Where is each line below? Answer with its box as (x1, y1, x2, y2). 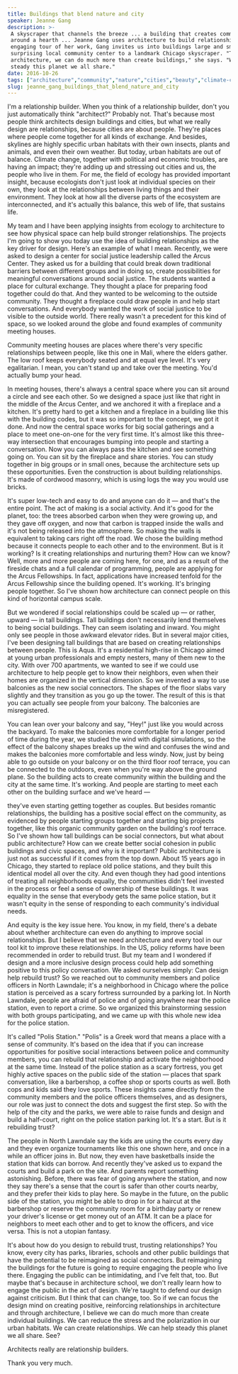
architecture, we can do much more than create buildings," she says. (10, 57, 223, 64)
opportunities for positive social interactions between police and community (7, 1048, 229, 1056)
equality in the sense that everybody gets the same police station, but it (7, 892, 216, 901)
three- (206, 430, 225, 438)
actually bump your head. (7, 371, 82, 379)
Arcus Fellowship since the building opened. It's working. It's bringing (7, 580, 211, 588)
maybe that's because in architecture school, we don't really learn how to (7, 1278, 222, 1287)
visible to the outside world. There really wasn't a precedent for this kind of (7, 312, 227, 321)
